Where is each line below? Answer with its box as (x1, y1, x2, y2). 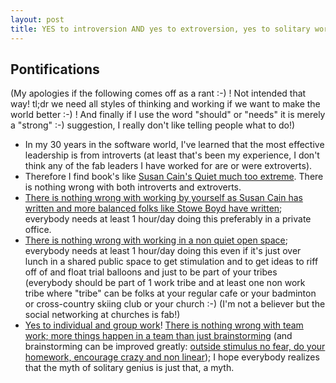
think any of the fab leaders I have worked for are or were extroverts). (24, 160, 313, 172)
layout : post (10, 14, 65, 25)
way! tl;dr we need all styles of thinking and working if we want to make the (10, 98, 321, 110)
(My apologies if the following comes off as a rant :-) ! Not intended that (10, 87, 307, 100)
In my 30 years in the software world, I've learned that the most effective (24, 139, 325, 151)
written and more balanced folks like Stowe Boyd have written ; (24, 202, 283, 215)
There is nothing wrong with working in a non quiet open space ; (24, 234, 289, 246)
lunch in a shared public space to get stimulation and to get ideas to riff (24, 256, 319, 268)
